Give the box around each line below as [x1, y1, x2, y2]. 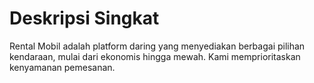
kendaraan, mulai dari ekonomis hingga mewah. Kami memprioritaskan [9, 50, 301, 62]
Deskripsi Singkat [9, 7, 160, 30]
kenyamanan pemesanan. [9, 61, 116, 73]
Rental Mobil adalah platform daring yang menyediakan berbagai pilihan [9, 40, 306, 52]
